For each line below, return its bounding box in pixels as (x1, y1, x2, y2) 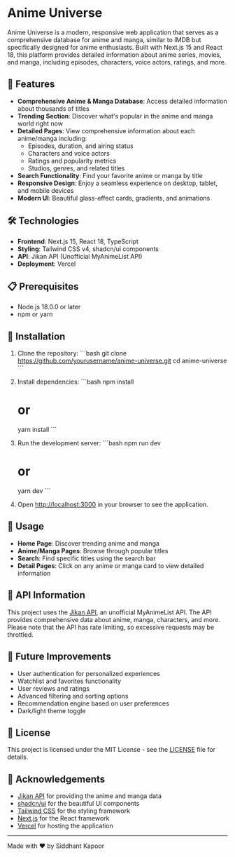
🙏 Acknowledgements (7, 773, 106, 785)
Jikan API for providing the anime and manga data (17, 792, 162, 800)
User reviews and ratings (17, 684, 90, 692)
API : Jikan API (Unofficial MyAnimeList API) (17, 252, 143, 260)
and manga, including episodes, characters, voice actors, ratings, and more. (7, 58, 227, 66)
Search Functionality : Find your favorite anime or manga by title (17, 171, 203, 180)
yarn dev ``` (17, 487, 51, 495)
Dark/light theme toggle (17, 706, 86, 715)
